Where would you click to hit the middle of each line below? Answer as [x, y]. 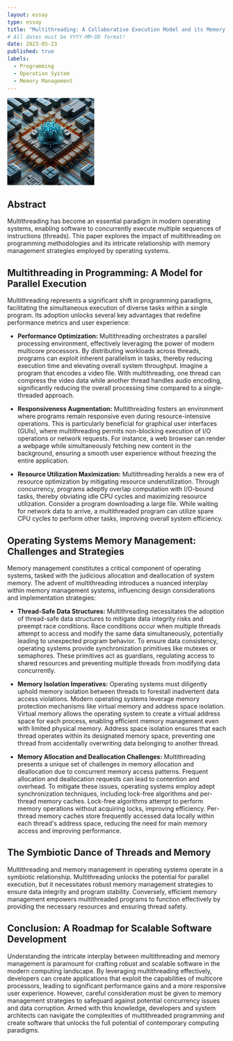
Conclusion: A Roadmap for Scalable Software [110, 928]
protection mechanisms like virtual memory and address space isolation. [121, 706]
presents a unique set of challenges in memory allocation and [106, 764]
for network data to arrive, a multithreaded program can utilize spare [115, 511]
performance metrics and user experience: [69, 323]
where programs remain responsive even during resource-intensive [114, 416]
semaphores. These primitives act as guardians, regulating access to [116, 656]
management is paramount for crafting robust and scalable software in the [114, 963]
